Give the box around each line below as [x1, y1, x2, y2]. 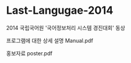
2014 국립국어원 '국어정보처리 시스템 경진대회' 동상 [6, 24, 126, 31]
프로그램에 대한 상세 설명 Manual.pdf [6, 37, 94, 44]
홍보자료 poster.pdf [6, 49, 53, 57]
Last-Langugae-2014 [6, 4, 114, 17]
